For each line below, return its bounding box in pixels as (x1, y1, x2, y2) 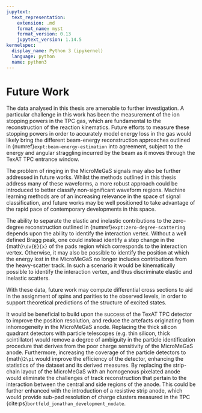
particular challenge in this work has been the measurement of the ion (6, 111, 180, 118)
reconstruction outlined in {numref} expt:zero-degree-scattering (25, 223, 185, 231)
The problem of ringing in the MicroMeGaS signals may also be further (6, 167, 181, 175)
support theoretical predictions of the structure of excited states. (6, 299, 167, 306)
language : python (11, 53, 55, 59)
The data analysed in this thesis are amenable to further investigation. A (6, 104, 185, 112)
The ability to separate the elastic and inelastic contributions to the (6, 217, 171, 225)
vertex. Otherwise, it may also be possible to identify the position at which (6, 249, 189, 256)
